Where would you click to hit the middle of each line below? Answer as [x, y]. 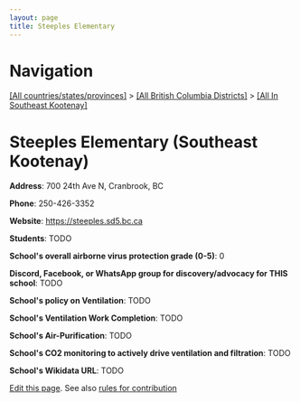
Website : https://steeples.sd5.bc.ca [76, 221]
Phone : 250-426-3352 [52, 203]
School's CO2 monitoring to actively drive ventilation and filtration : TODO [150, 353]
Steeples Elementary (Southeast [134, 142]
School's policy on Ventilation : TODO [80, 301]
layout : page [34, 18]
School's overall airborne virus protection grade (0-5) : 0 [117, 256]
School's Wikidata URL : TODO [67, 370]
